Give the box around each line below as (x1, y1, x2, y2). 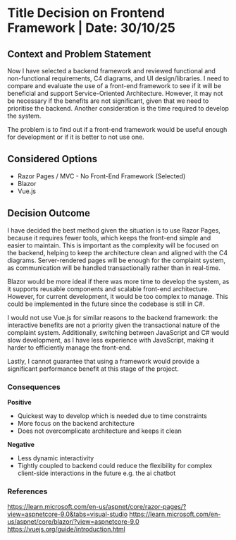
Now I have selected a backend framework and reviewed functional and (7, 67, 216, 75)
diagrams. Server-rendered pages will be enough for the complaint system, (7, 256, 225, 264)
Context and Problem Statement (7, 48, 151, 60)
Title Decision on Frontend (7, 5, 166, 21)
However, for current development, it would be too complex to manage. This (7, 292, 229, 300)
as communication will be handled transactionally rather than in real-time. (7, 263, 221, 272)
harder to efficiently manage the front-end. (7, 343, 132, 352)
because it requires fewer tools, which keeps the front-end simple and (7, 233, 211, 242)
